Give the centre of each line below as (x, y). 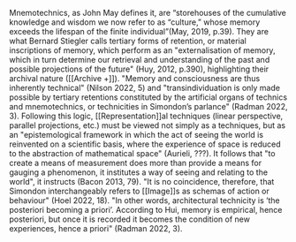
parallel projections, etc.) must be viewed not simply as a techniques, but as (147, 125)
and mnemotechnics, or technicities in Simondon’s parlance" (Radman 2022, (148, 106)
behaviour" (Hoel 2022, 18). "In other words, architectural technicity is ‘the (144, 200)
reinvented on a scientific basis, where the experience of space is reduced (145, 144)
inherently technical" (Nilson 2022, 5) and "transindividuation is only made (145, 88)
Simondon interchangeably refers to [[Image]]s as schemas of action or (139, 191)
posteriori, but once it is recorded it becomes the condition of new (129, 219)
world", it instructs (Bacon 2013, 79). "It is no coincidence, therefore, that (142, 181)
